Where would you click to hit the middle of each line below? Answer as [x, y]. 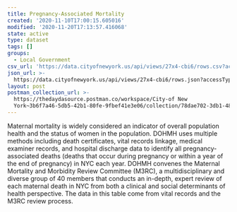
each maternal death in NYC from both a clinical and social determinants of [116, 186]
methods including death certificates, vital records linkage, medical [105, 141]
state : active [28, 34]
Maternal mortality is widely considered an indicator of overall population [114, 126]
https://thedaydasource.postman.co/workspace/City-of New [101, 100]
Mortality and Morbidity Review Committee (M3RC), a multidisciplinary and [116, 171]
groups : [19, 54]
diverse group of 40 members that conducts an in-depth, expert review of [115, 178]
